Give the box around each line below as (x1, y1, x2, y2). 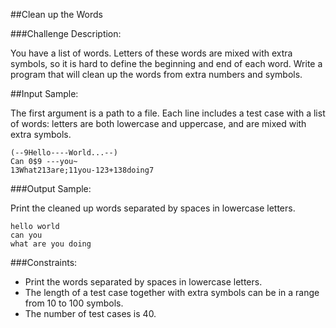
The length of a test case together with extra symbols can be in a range (24, 287, 320, 298)
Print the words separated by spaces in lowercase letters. (24, 276, 263, 288)
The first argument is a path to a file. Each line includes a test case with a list (10, 107, 326, 119)
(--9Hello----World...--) (10, 148, 118, 158)
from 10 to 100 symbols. (24, 297, 124, 309)
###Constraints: (10, 257, 78, 268)
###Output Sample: (10, 183, 92, 194)
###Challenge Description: (10, 28, 122, 39)
